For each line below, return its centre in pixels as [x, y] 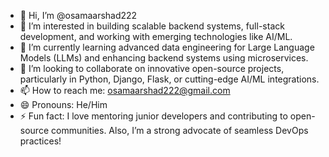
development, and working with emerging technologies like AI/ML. [156, 36]
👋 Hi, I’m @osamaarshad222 [78, 15]
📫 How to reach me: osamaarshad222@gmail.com [125, 90]
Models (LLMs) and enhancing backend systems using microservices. [164, 58]
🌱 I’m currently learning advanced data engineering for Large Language [167, 47]
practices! [40, 141]
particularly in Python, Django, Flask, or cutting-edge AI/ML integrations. [169, 79]
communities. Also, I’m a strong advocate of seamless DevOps [179, 130]
